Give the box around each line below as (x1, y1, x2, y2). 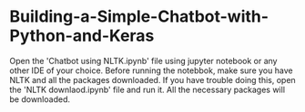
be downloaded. (9, 93, 71, 105)
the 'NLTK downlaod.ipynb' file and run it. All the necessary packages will (9, 84, 285, 95)
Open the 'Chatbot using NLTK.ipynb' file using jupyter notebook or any (9, 55, 278, 66)
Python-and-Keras (9, 25, 155, 46)
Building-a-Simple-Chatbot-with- (9, 6, 269, 27)
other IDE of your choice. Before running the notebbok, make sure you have (9, 65, 293, 76)
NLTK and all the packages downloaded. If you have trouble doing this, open (9, 74, 296, 85)
